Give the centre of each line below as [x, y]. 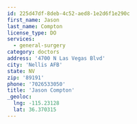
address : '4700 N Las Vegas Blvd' [57, 59]
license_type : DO [32, 33]
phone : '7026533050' [37, 84]
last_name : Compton [35, 26]
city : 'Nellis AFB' [35, 65]
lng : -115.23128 [36, 103]
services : [21, 39]
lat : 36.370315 [35, 110]
